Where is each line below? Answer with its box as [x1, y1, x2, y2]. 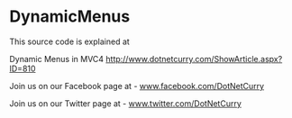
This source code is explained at [9, 36, 131, 47]
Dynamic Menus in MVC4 [9, 53, 105, 64]
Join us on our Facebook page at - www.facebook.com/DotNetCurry [9, 80, 264, 91]
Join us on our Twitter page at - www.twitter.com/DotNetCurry [9, 97, 242, 109]
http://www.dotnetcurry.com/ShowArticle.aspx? [105, 53, 283, 64]
